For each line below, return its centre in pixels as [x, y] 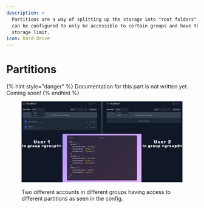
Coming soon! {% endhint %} [43, 93]
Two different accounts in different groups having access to [96, 192]
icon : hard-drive [28, 39]
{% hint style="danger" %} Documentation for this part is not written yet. [97, 87]
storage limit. [31, 32]
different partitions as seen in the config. [72, 199]
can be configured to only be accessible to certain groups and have [101, 26]
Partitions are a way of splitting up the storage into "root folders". [106, 19]
